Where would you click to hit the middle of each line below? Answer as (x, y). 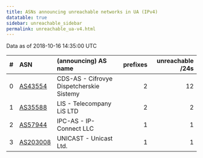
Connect (69, 129)
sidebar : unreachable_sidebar (44, 23)
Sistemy (68, 94)
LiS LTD (67, 111)
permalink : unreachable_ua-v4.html (51, 29)
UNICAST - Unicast (85, 139)
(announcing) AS (82, 61)
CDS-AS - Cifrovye (85, 79)
